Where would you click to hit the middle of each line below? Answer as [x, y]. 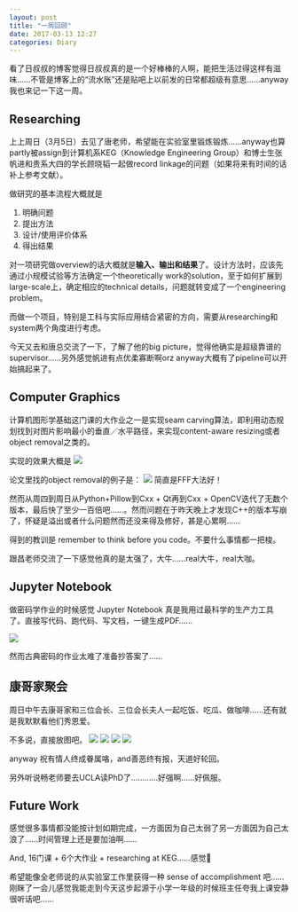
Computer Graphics [65, 397]
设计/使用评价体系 [55, 235]
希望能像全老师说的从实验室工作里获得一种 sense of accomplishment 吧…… [147, 877]
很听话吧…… [32, 899]
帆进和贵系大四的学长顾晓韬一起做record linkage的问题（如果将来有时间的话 [148, 164]
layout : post [33, 17]
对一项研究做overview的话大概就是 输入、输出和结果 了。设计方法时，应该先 [146, 265]
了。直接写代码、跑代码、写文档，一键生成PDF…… [101, 620]
